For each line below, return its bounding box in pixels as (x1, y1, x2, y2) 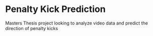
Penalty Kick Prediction (5, 3, 106, 15)
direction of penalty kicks (5, 25, 58, 31)
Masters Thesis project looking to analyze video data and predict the (5, 20, 148, 26)
